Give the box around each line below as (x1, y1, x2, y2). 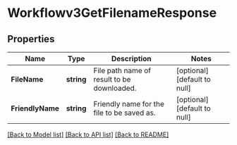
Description (111, 54, 152, 63)
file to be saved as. (93, 108, 156, 118)
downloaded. (93, 83, 137, 93)
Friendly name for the (93, 99, 164, 108)
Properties (7, 33, 55, 45)
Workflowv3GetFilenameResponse (7, 5, 217, 21)
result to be (93, 75, 131, 84)
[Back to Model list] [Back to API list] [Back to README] (7, 130, 169, 139)
